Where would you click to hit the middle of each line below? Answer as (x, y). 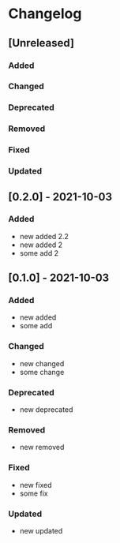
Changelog (45, 14)
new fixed (36, 485)
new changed (42, 363)
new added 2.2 (44, 236)
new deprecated (46, 410)
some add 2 (39, 253)
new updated (41, 530)
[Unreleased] (41, 43)
